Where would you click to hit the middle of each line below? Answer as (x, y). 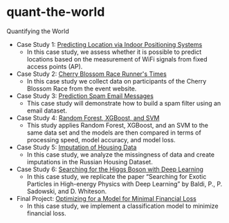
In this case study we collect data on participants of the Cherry (117, 81)
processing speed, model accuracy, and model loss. (101, 139)
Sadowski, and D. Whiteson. (67, 191)
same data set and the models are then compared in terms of (114, 133)
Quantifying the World (38, 31)
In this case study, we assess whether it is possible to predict (114, 52)
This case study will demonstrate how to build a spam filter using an (124, 103)
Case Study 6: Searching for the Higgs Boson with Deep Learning (110, 169)
